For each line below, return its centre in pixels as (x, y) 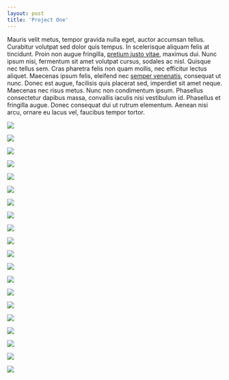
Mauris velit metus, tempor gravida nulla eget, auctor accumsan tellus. (106, 39)
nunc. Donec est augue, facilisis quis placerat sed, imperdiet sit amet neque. (114, 83)
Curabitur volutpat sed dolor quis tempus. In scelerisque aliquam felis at (108, 47)
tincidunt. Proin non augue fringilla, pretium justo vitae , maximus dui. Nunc (112, 54)
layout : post (26, 13)
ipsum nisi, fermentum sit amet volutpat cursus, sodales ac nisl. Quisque (109, 61)
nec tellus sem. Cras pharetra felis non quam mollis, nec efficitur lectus (107, 68)
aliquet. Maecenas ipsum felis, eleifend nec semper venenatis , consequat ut (114, 75)
